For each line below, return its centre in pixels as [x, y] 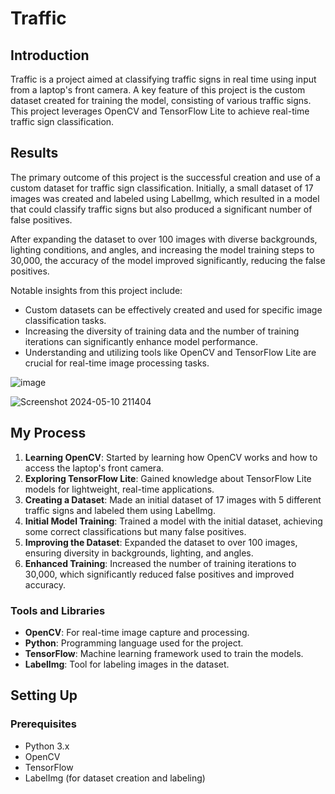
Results [34, 153]
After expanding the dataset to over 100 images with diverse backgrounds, [164, 239]
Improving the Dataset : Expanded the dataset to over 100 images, [161, 542]
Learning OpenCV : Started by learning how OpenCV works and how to [171, 457]
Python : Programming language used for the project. [134, 643]
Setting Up [44, 695]
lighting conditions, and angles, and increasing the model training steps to [162, 249]
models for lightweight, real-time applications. [119, 489]
